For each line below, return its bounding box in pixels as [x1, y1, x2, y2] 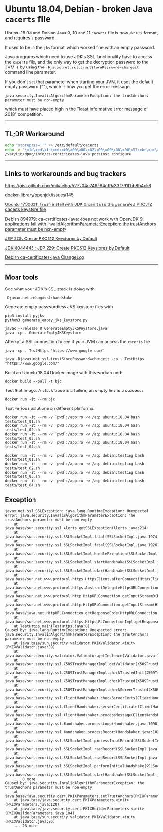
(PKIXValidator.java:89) [5, 645, 55, 649]
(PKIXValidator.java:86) [5, 819, 55, 824]
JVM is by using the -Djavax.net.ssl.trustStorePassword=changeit [5, 64, 139, 70]
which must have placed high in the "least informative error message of [5, 106, 148, 112]
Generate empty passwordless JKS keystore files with [5, 304, 113, 309]
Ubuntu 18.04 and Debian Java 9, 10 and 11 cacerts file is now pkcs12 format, [5, 30, 158, 35]
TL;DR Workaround [5, 130, 65, 138]
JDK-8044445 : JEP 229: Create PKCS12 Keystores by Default [5, 245, 130, 251]
